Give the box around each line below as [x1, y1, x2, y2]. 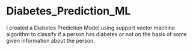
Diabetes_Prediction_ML [6, 4, 131, 18]
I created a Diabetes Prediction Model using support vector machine [6, 24, 176, 31]
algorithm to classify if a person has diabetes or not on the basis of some [6, 30, 188, 37]
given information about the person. [6, 37, 95, 44]
